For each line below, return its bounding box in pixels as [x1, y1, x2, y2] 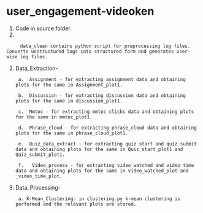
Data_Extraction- [15, 64, 58, 72]
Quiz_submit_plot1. [15, 152, 66, 158]
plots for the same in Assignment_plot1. [15, 82, 123, 88]
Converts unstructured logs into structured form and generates [6, 48, 174, 55]
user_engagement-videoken [6, 4, 155, 18]
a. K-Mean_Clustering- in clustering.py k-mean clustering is [18, 195, 181, 202]
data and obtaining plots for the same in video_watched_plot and [15, 168, 189, 174]
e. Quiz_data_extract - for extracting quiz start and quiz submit [18, 141, 197, 147]
